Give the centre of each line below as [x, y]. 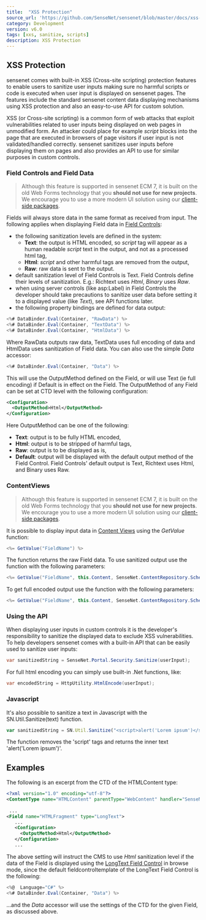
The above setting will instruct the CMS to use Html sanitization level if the [100, 856]
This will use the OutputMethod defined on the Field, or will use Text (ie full [101, 378]
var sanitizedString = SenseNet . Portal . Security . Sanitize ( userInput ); [98, 660]
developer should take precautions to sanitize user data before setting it [106, 295]
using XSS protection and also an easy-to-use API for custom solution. [95, 106]
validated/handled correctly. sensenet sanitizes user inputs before [90, 144]
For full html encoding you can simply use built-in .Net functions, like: [94, 672]
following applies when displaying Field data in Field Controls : [84, 224]
